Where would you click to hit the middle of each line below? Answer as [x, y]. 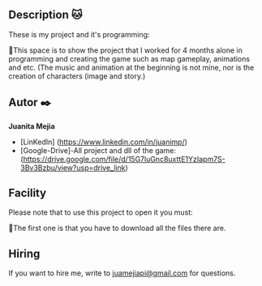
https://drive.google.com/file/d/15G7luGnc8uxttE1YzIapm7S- [124, 159]
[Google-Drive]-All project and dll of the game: [98, 150]
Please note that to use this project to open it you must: [101, 212]
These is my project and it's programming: [79, 34]
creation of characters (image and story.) [77, 76]
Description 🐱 [45, 15]
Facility [28, 193]
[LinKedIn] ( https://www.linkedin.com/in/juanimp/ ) [104, 142]
